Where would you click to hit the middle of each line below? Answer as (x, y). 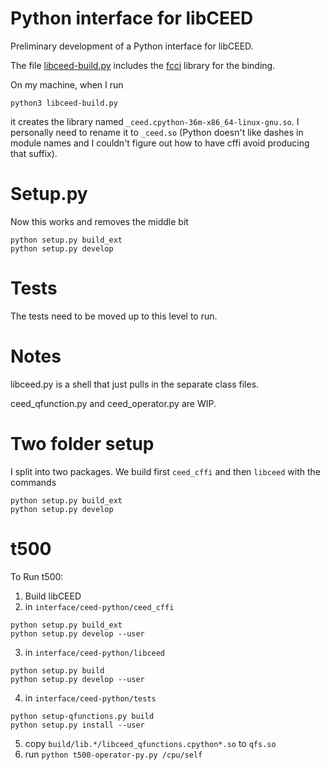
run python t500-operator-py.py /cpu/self (113, 754)
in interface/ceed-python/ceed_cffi (99, 606)
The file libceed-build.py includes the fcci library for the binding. (143, 65)
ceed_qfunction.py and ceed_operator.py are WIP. (113, 403)
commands (33, 482)
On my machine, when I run (67, 84)
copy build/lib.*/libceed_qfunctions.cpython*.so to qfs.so (150, 743)
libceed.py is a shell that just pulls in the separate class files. (135, 384)
